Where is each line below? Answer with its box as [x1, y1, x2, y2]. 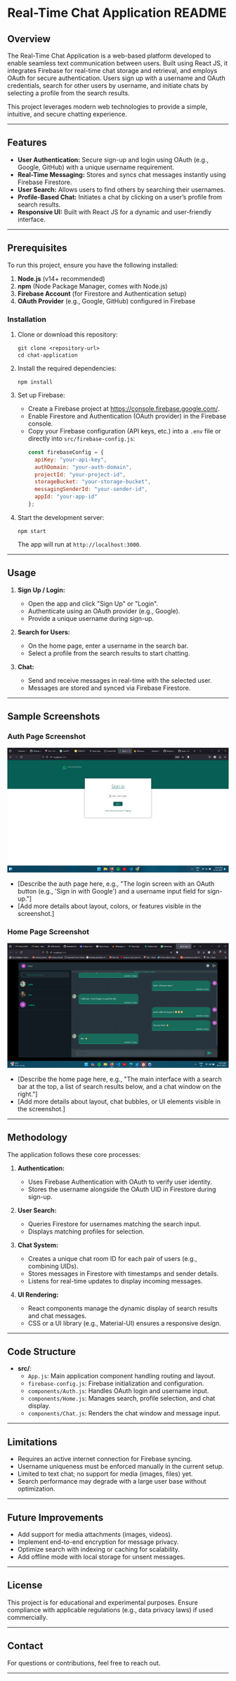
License [7, 1579, 43, 1592]
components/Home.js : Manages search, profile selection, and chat [27, 1394, 216, 1403]
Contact [7, 1640, 44, 1652]
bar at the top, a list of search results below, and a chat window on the [17, 1082, 221, 1090]
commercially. [7, 1613, 48, 1621]
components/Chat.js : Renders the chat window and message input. [27, 1409, 221, 1418]
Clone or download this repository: [17, 330, 118, 339]
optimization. [17, 1484, 55, 1493]
